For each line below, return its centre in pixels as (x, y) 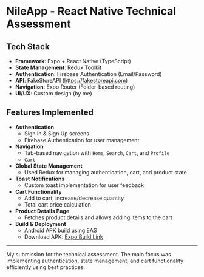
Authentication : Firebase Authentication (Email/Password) (88, 74)
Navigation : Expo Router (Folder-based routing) (75, 87)
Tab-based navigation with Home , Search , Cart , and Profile (97, 152)
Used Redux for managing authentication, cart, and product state (105, 172)
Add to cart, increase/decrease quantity (74, 198)
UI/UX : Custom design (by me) (53, 93)
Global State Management (49, 166)
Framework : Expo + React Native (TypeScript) (73, 61)
